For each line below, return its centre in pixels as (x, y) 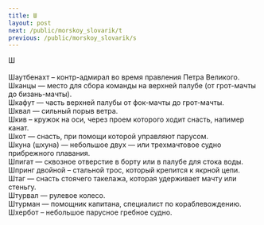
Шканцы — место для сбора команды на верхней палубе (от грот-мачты (132, 86)
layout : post (30, 23)
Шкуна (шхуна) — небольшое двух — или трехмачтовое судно (115, 145)
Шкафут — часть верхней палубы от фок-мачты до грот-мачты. (116, 103)
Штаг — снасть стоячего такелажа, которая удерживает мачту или (122, 179)
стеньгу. (23, 187)
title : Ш (23, 16)
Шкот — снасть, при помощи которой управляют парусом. (109, 137)
